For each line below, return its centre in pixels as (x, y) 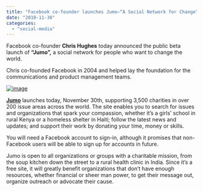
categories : (21, 23)
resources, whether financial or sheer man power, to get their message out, (100, 175)
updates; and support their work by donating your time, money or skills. (95, 126)
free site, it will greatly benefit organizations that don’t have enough (90, 169)
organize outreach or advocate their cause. (60, 181)
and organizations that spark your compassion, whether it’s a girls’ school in (101, 113)
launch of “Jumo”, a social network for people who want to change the (94, 53)
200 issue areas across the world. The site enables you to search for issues (100, 107)
